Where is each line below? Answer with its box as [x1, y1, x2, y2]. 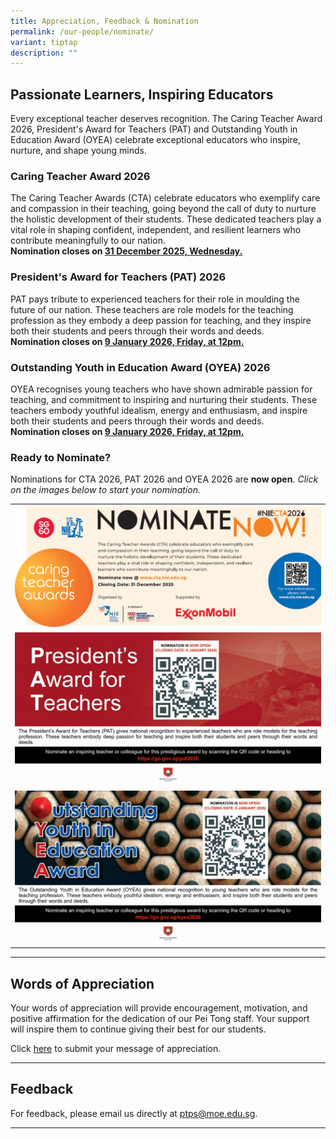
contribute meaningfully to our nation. [10, 235, 166, 247]
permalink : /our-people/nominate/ [10, 26, 155, 37]
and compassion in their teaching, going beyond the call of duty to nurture [10, 203, 317, 215]
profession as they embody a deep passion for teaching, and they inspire [10, 314, 312, 326]
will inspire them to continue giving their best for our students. [10, 1023, 267, 1035]
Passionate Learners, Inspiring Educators [10, 86, 274, 103]
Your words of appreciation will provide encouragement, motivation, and [10, 1001, 308, 1014]
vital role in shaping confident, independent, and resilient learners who [10, 224, 302, 236]
